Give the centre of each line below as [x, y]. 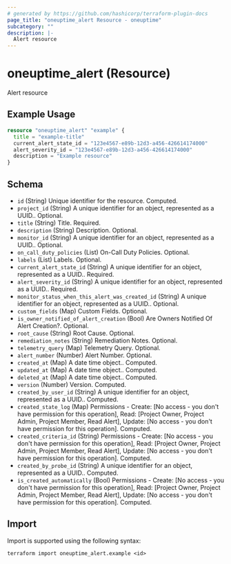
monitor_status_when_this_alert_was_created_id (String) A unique [112, 296]
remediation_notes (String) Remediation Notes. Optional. [97, 340]
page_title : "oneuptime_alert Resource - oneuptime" [84, 20]
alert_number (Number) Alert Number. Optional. [84, 355]
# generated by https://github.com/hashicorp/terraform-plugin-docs [108, 13]
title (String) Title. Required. [59, 223]
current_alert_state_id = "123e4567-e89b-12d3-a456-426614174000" [111, 143]
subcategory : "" [30, 26]
